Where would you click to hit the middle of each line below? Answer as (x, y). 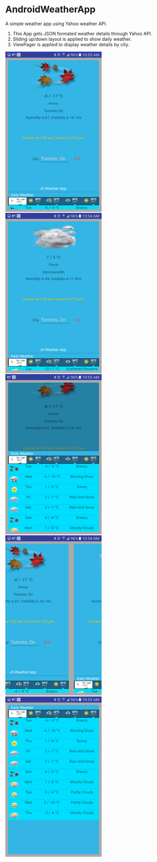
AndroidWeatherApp (51, 9)
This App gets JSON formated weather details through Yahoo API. (82, 33)
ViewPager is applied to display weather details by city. (71, 44)
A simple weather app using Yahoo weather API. (56, 24)
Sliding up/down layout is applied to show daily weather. (72, 39)
